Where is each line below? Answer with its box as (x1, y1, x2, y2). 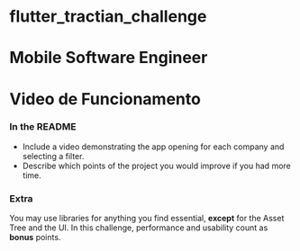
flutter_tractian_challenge (9, 6, 207, 27)
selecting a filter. (22, 150, 85, 161)
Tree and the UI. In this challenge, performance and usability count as (9, 222, 268, 233)
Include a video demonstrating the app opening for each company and (22, 141, 285, 152)
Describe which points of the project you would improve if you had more (22, 160, 291, 171)
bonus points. (9, 232, 61, 243)
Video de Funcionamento (9, 88, 201, 109)
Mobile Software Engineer (9, 48, 208, 68)
